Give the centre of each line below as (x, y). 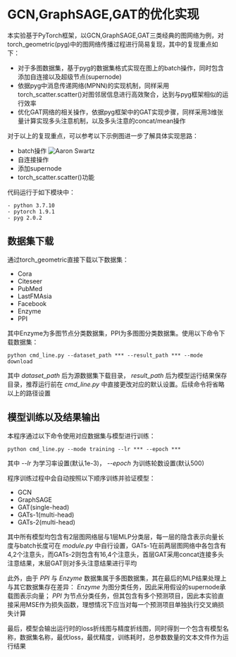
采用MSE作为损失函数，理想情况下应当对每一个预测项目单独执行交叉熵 (116, 604)
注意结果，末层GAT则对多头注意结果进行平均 (72, 563)
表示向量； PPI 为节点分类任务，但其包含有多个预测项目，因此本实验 (119, 596)
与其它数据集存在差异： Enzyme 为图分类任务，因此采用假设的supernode (113, 587)
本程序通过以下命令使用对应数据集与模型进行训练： (81, 436)
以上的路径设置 (29, 393)
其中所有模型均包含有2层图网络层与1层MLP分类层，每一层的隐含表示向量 (113, 536)
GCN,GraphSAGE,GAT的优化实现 (103, 14)
